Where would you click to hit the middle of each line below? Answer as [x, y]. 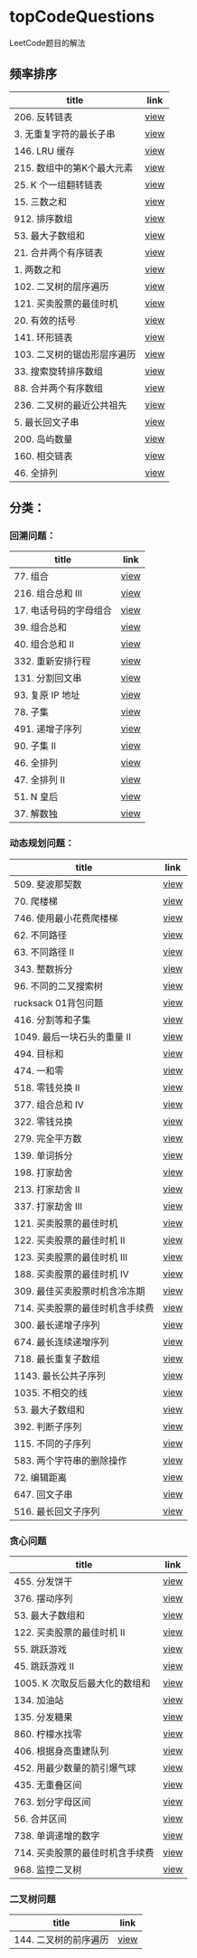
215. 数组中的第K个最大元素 [74, 167]
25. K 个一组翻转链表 [58, 184]
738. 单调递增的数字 [57, 1836]
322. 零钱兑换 [43, 1121]
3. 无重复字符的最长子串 [65, 134]
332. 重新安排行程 [52, 662]
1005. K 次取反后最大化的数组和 [82, 1683]
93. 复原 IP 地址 [47, 695]
